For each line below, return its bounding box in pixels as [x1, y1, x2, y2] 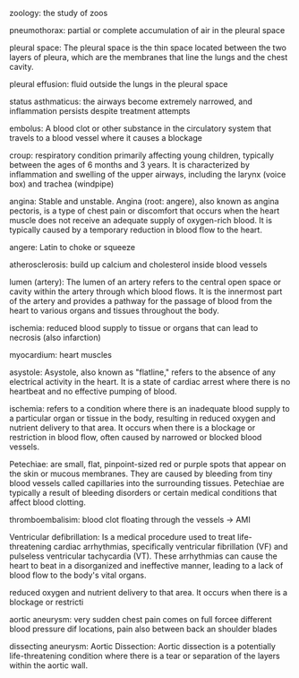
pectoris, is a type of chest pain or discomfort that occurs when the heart [9, 205, 280, 216]
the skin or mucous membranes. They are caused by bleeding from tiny [9, 468, 273, 479]
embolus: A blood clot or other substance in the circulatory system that [9, 123, 271, 134]
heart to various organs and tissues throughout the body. [9, 305, 219, 316]
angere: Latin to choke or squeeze [9, 242, 136, 252]
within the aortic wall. [9, 660, 89, 671]
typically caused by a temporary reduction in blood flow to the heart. [9, 224, 262, 235]
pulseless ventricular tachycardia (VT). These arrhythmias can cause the [9, 551, 278, 561]
